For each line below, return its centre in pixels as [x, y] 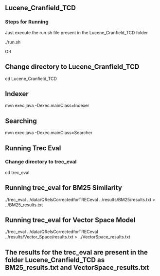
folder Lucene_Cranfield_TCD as [55, 260]
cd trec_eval [17, 172]
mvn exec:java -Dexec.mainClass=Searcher [49, 133]
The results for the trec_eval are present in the [77, 252]
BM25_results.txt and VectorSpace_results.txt [77, 267]
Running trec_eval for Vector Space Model [70, 220]
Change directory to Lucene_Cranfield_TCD [72, 67]
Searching [21, 121]
